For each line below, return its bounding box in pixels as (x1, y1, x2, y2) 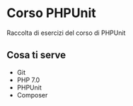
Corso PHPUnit (6, 5, 96, 21)
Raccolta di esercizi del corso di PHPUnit (6, 28, 126, 37)
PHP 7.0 (16, 75, 40, 84)
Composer (16, 90, 48, 99)
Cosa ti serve (6, 49, 66, 61)
